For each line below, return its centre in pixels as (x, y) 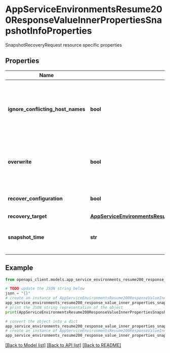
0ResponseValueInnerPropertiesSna (84, 20)
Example (19, 268)
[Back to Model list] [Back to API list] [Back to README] (63, 345)
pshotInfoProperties (49, 31)
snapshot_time (26, 237)
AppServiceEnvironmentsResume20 (84, 9)
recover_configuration (35, 198)
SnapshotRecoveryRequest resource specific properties (64, 45)
